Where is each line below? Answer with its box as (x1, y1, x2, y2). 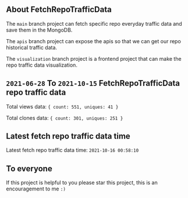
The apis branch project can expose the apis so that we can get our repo (6, 37, 182, 44)
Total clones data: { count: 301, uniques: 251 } (6, 114, 123, 121)
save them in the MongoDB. (6, 26, 73, 33)
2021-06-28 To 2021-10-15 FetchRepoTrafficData (6, 78, 180, 88)
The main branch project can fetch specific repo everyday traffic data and (6, 20, 182, 27)
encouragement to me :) (6, 185, 66, 192)
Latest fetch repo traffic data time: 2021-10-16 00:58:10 (6, 147, 139, 154)
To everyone (6, 164, 52, 173)
